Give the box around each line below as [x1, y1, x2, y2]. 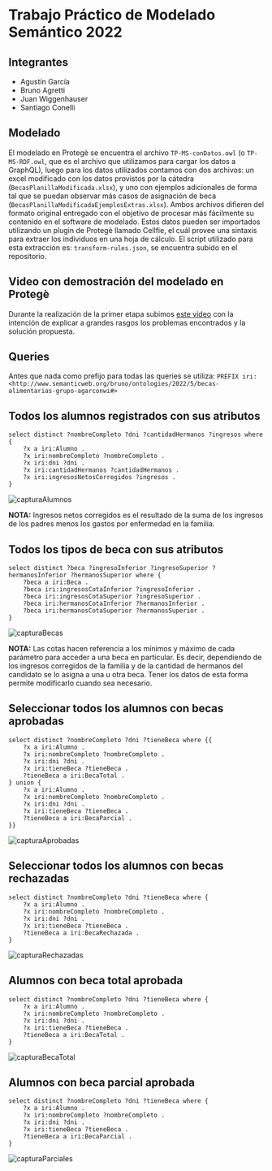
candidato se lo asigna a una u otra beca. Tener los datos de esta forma [8, 670, 248, 680]
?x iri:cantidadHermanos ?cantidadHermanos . [23, 466, 180, 474]
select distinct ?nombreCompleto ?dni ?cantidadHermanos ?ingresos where [8, 430, 264, 439]
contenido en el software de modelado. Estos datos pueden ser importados [8, 217, 261, 227]
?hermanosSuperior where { [70, 571, 162, 580]
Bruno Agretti [19, 85, 66, 95]
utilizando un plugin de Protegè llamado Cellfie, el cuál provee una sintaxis [8, 225, 257, 235]
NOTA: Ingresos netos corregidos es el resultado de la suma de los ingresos [8, 510, 264, 521]
